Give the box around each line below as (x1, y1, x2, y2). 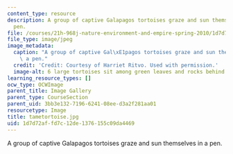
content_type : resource (7, 10, 76, 17)
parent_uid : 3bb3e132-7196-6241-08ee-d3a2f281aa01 (7, 101, 157, 108)
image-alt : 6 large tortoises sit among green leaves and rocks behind (13, 68, 225, 75)
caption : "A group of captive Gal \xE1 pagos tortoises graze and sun (13, 49, 216, 56)
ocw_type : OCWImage (7, 81, 64, 88)
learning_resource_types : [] (7, 74, 92, 82)
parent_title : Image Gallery (7, 87, 92, 94)
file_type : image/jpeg (7, 36, 73, 43)
